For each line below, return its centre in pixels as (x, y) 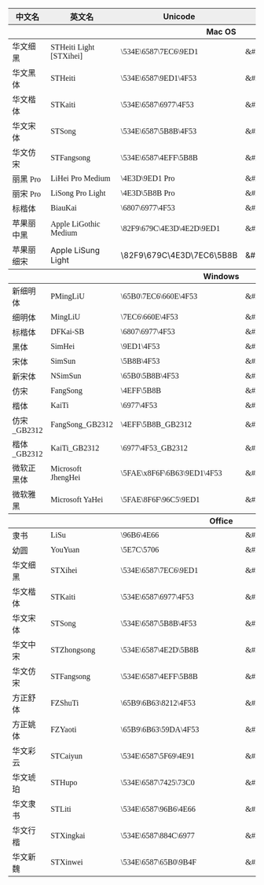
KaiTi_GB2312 (75, 448)
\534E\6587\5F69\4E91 (158, 756)
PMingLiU (68, 296)
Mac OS (221, 32)
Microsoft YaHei (77, 499)
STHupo (64, 782)
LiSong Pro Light (78, 193)
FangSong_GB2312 (82, 424)
